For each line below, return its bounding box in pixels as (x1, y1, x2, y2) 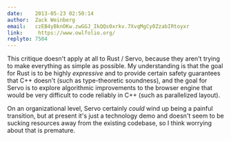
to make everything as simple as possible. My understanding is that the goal (7, 62, 223, 70)
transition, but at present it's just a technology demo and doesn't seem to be (7, 111, 224, 120)
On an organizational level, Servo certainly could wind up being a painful (7, 105, 213, 113)
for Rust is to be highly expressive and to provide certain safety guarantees (7, 69, 221, 78)
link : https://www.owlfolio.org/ (7, 29, 116, 36)
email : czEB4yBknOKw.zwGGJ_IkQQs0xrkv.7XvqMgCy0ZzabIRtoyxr (7, 23, 190, 30)
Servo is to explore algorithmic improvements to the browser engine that (7, 84, 212, 92)
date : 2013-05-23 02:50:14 (7, 10, 94, 17)
